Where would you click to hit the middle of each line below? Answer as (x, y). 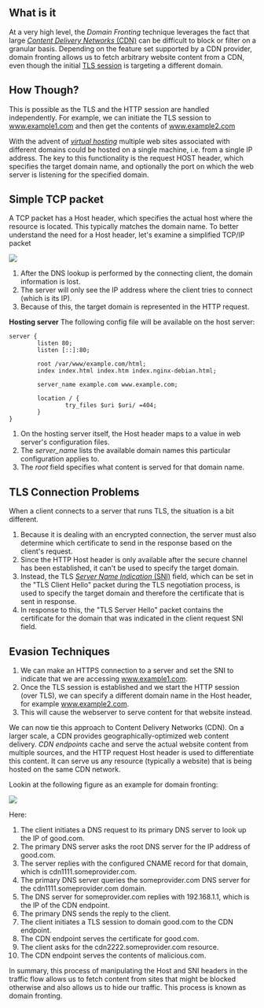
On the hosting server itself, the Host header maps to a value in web (130, 434)
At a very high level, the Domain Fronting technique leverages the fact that (129, 31)
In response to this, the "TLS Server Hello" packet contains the (122, 610)
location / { (59, 398)
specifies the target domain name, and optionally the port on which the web (132, 166)
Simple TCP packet (57, 200)
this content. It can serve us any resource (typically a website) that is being (130, 761)
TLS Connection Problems (74, 492)
